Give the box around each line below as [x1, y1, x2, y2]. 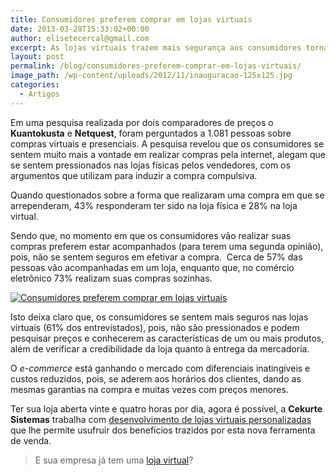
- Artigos [19, 89, 60, 99]
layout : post [10, 52, 65, 62]
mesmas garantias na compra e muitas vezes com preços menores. [10, 383, 289, 395]
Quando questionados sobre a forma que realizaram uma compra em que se [10, 189, 325, 201]
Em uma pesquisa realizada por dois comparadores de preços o [10, 116, 274, 128]
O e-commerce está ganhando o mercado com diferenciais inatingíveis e [10, 362, 311, 374]
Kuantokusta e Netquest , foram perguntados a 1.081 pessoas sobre [10, 127, 292, 139]
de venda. [10, 434, 52, 446]
